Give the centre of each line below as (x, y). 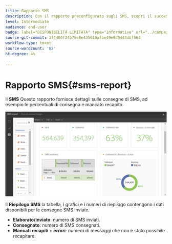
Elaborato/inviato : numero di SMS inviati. (56, 220)
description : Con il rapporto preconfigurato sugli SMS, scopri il (79, 16)
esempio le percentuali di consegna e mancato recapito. (64, 105)
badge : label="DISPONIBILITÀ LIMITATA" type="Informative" (70, 32)
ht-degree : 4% (20, 54)
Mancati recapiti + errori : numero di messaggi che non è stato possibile (89, 231)
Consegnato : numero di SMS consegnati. (57, 225)
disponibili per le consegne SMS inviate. (48, 210)
